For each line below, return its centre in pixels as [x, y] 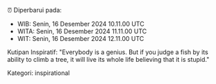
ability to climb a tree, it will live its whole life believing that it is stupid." [108, 59]
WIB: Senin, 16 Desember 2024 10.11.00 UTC [81, 24]
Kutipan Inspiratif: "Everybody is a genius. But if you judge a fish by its [108, 52]
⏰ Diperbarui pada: [35, 10]
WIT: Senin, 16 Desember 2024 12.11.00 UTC [81, 39]
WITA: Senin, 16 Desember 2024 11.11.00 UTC [82, 31]
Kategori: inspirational [39, 73]
